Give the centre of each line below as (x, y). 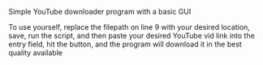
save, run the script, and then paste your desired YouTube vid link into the (132, 36)
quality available (36, 53)
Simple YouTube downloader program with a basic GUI (100, 12)
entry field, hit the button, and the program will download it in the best (125, 44)
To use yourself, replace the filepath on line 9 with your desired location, (129, 27)
